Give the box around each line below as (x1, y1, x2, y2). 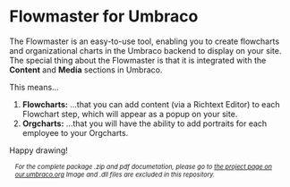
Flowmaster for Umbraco (9, 6, 199, 27)
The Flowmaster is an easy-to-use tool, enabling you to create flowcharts (9, 36, 280, 47)
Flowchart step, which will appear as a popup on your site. (21, 108, 238, 119)
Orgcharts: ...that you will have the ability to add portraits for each (21, 118, 268, 129)
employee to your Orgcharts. (21, 127, 129, 138)
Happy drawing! (9, 145, 69, 156)
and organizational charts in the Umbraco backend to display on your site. (9, 45, 282, 55)
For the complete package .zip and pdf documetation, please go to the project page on (14, 162, 273, 171)
